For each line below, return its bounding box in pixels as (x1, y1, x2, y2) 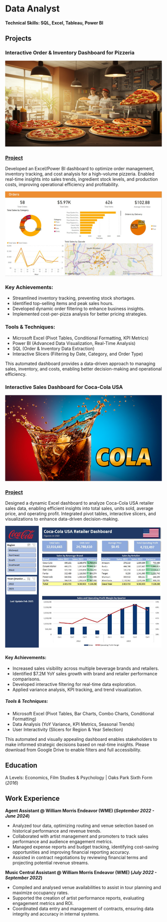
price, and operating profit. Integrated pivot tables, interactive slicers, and (5, 510, 156, 517)
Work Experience (5, 794, 60, 803)
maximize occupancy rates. (12, 890, 69, 896)
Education (5, 761, 38, 770)
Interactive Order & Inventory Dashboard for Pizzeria (5, 49, 135, 56)
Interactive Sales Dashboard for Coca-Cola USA (5, 383, 123, 390)
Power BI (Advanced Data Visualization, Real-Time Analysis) (12, 340, 136, 346)
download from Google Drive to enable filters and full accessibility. (5, 747, 142, 753)
